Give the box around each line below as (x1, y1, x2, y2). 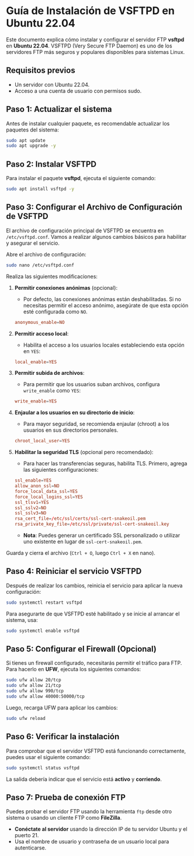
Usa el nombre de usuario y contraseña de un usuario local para (14, 838, 169, 845)
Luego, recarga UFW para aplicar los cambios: (6, 704, 118, 711)
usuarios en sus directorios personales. (23, 427, 119, 434)
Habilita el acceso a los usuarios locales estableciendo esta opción (23, 341, 185, 349)
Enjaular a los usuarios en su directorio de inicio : (14, 409, 135, 416)
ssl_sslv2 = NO (14, 505, 47, 511)
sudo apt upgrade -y (6, 143, 57, 149)
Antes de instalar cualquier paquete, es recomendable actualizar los (6, 120, 170, 127)
